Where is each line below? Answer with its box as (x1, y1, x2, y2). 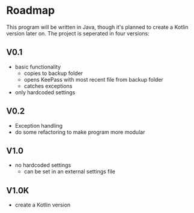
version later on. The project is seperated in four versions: (6, 29, 150, 37)
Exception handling (14, 122, 63, 129)
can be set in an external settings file (23, 168, 115, 175)
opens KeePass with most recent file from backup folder (23, 76, 163, 83)
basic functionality (14, 63, 61, 70)
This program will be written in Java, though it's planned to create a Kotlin (6, 23, 189, 31)
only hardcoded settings (14, 88, 76, 96)
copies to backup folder (23, 70, 83, 77)
